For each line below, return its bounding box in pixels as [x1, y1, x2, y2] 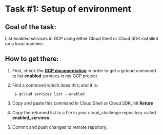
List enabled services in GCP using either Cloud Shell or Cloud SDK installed [5, 35, 159, 41]
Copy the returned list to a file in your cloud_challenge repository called [12, 109, 156, 115]
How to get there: [5, 55, 59, 63]
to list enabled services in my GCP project [12, 73, 98, 79]
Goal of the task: [5, 23, 57, 31]
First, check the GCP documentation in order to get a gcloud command [12, 67, 156, 73]
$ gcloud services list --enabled [14, 91, 85, 97]
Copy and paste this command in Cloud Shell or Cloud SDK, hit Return [12, 100, 154, 106]
